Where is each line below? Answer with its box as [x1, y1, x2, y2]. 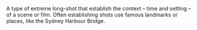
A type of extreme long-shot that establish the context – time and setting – [6, 5, 192, 12]
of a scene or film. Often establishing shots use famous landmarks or [6, 11, 178, 18]
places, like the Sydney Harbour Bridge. [6, 18, 106, 24]
